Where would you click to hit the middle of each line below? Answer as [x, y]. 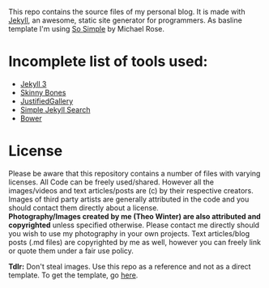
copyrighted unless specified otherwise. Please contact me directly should [134, 225]
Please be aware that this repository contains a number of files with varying [134, 173]
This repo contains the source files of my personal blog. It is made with [127, 12]
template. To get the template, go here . [73, 275]
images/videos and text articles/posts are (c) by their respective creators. [131, 190]
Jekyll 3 [33, 83]
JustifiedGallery [47, 101]
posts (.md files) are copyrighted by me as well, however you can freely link [135, 242]
